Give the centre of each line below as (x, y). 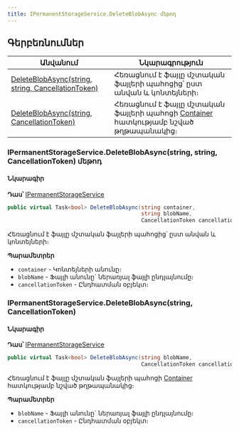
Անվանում (59, 63)
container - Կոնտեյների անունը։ (70, 269)
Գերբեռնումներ (46, 43)
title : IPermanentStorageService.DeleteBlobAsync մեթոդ (92, 14)
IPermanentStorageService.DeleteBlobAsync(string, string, (113, 153)
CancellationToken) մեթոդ (54, 161)
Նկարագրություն (171, 63)
